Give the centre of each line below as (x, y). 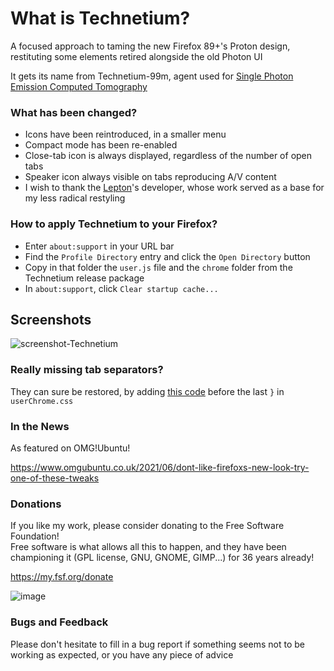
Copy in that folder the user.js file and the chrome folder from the (158, 267)
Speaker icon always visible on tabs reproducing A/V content (150, 177)
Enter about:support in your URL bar (99, 246)
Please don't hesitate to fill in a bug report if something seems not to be (157, 644)
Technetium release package (84, 278)
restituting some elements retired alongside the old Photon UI (136, 56)
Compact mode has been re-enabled (101, 145)
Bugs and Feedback (59, 622)
